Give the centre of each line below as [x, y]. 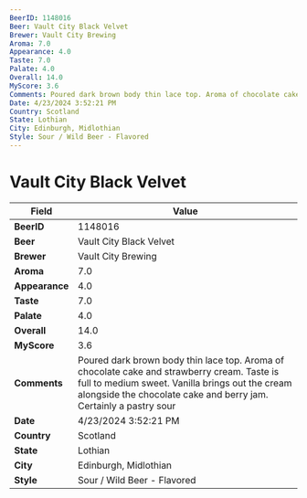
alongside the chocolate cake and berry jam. [173, 394]
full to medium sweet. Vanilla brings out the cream [185, 383]
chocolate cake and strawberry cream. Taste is [178, 371]
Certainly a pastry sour [127, 406]
